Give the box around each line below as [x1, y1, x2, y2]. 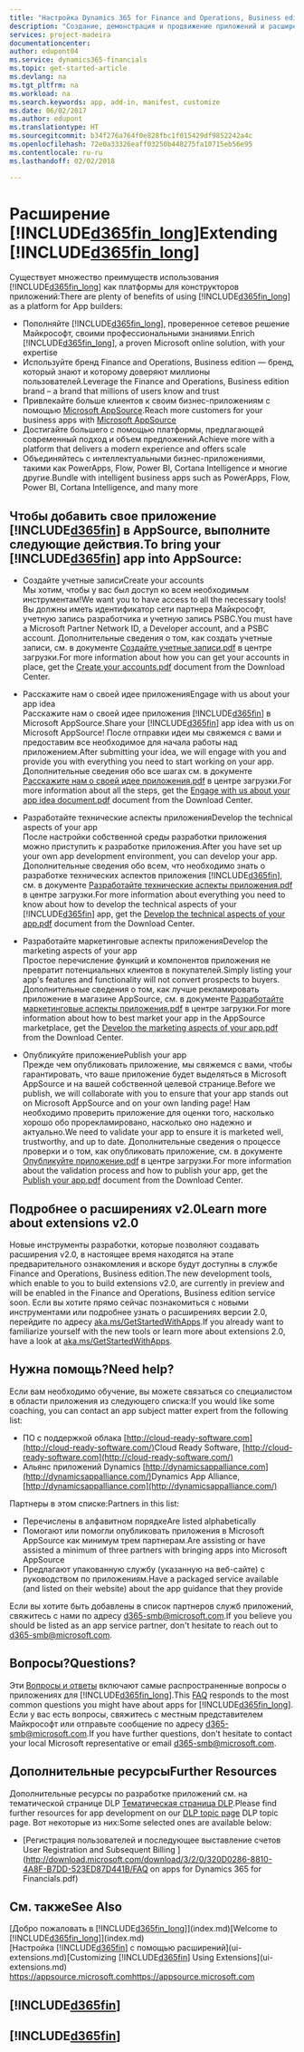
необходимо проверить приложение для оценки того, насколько [22, 1108, 274, 1118]
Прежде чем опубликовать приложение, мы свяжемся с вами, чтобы [22, 1060, 292, 1070]
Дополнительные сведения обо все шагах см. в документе [22, 766, 253, 777]
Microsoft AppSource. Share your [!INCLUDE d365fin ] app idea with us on [22, 718, 295, 729]
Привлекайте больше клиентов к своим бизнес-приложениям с [22, 395, 271, 406]
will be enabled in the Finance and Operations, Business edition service [9, 1288, 276, 1299]
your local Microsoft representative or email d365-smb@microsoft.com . [9, 1737, 277, 1748]
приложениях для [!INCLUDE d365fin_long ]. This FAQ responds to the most [9, 1689, 290, 1700]
